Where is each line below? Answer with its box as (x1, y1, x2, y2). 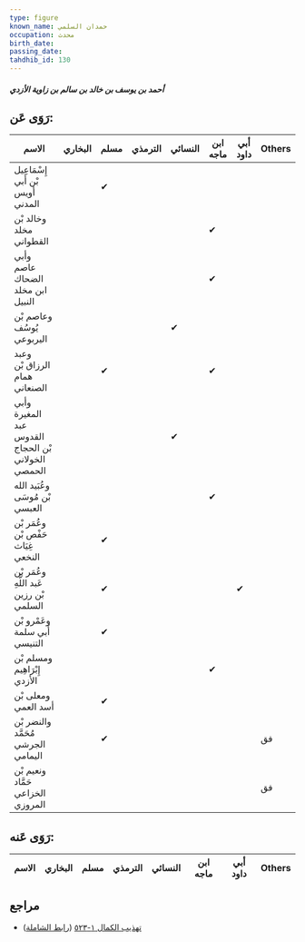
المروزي (14, 798, 46, 811)
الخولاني (14, 453, 45, 466)
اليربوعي (14, 332, 48, 345)
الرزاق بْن (14, 359, 51, 372)
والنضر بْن (14, 715, 52, 728)
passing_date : (9, 47, 64, 56)
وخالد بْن (14, 213, 47, 225)
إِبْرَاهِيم (14, 663, 41, 676)
